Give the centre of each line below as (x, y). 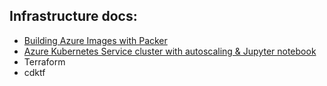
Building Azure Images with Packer (95, 40)
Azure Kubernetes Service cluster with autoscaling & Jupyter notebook (170, 51)
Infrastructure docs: (73, 16)
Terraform (44, 61)
